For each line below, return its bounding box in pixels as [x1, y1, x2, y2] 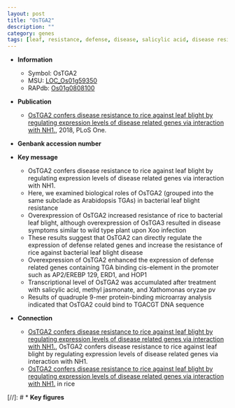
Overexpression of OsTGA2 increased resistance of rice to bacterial [27, 211, 223, 220]
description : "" [7, 23, 55, 30]
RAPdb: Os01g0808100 [27, 84, 95, 92]
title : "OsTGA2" [7, 17, 55, 24]
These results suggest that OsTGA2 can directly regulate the [27, 234, 202, 242]
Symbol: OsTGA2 [27, 69, 78, 78]
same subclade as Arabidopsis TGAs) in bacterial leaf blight [27, 197, 201, 205]
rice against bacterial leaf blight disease [27, 248, 143, 257]
